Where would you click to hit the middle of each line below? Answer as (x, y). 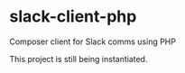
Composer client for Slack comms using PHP (92, 41)
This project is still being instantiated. (79, 59)
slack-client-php (73, 17)
